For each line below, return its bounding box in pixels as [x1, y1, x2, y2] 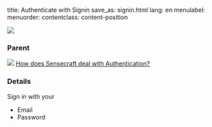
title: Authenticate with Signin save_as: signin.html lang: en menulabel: [7, 6, 206, 14]
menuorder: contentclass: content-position [7, 13, 128, 21]
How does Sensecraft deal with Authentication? [15, 60, 150, 68]
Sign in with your [7, 92, 55, 100]
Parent [7, 43, 30, 52]
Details [7, 77, 32, 86]
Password [16, 113, 46, 121]
